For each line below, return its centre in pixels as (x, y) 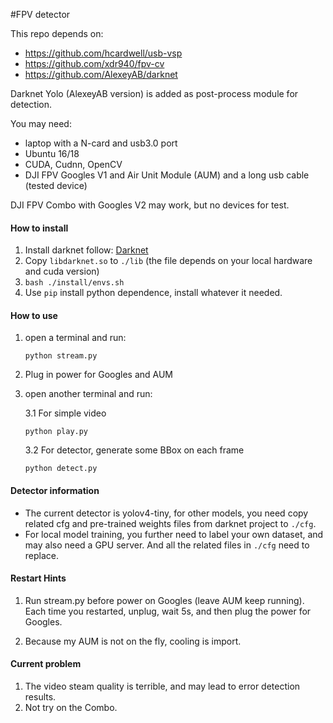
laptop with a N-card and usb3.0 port (101, 143)
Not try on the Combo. (71, 708)
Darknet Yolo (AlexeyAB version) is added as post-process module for (154, 93)
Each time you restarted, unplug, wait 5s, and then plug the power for (168, 611)
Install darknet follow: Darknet (86, 250)
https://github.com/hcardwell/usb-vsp (103, 53)
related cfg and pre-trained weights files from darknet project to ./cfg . (170, 523)
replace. (42, 555)
